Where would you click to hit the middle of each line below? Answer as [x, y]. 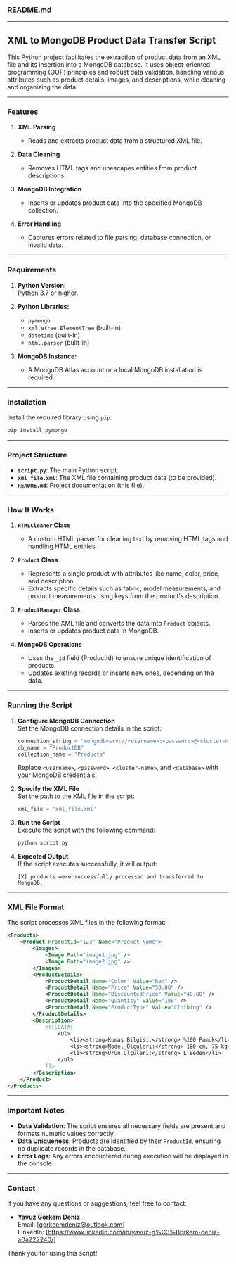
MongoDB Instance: [47, 356]
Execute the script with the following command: [86, 830]
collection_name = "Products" [62, 754]
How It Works [31, 510]
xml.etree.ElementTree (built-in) [74, 327]
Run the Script [39, 823]
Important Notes [36, 1111]
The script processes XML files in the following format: [87, 923]
